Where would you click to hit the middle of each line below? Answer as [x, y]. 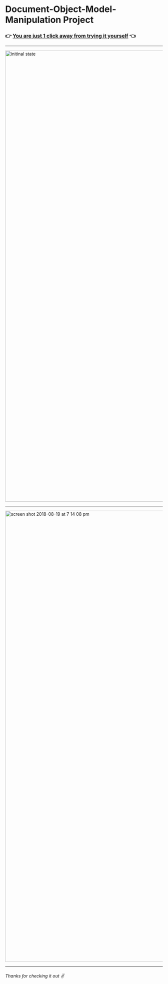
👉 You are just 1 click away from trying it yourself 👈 [70, 36]
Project [78, 20]
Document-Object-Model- [61, 9]
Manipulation [33, 20]
